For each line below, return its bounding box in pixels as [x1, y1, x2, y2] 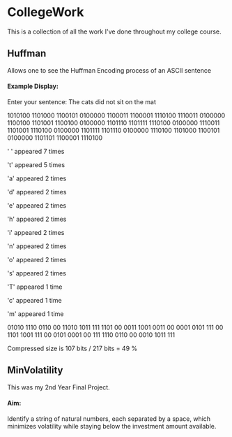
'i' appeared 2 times [7, 228, 65, 236]
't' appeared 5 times [7, 160, 65, 169]
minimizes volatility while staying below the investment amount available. [7, 422, 217, 430]
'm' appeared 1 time [7, 309, 64, 318]
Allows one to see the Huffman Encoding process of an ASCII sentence [7, 66, 211, 74]
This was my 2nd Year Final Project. [7, 382, 110, 392]
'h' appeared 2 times [7, 215, 67, 223]
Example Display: [7, 82, 59, 91]
